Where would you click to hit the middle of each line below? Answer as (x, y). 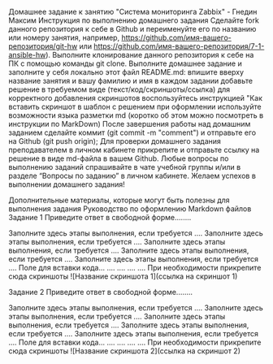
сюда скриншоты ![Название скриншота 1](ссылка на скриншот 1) (123, 276)
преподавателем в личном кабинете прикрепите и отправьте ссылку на (134, 150)
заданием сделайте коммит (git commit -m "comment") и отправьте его (132, 132)
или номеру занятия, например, (64, 37)
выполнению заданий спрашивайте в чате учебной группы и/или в (125, 167)
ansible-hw (27, 55)
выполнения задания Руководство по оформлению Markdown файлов (130, 209)
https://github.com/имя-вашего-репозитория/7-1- (179, 46)
